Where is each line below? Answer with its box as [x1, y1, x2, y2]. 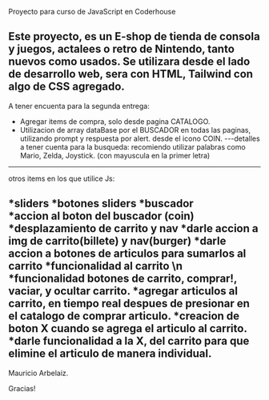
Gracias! [8, 383, 36, 393]
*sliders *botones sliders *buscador [8, 197, 194, 210]
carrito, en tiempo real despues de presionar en [8, 297, 251, 310]
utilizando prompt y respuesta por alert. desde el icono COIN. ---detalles [19, 134, 260, 143]
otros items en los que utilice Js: [8, 174, 115, 183]
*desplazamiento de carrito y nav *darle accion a [8, 222, 259, 235]
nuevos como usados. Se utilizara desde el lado [8, 55, 251, 69]
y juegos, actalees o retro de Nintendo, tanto [8, 42, 235, 56]
